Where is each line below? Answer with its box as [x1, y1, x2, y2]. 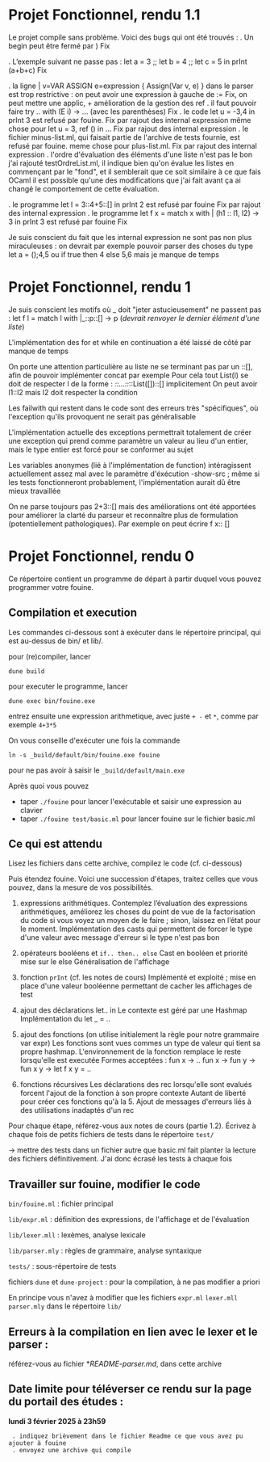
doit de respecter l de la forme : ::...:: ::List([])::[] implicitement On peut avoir [8, 378, 258, 389]
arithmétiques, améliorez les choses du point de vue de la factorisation [19, 907, 255, 916]
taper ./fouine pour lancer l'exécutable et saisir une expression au [19, 796, 242, 806]
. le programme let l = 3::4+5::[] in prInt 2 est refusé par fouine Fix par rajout [8, 200, 261, 209]
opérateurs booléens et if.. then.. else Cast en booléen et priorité [19, 948, 248, 959]
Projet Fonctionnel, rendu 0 [8, 547, 195, 566]
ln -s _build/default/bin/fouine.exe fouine [8, 751, 160, 759]
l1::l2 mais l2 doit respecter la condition [8, 387, 139, 397]
